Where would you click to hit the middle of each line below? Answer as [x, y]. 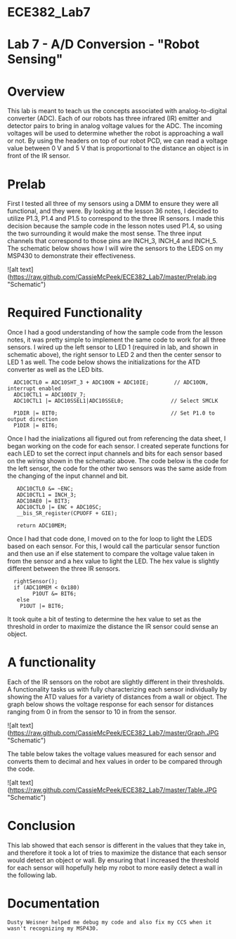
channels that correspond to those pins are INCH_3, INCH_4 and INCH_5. [112, 241]
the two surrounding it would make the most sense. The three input [104, 233]
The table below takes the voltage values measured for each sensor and [112, 754]
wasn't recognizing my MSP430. [53, 928]
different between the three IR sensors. [64, 569]
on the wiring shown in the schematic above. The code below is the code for [118, 461]
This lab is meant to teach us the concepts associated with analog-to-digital [117, 111]
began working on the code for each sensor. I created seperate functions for [118, 446]
